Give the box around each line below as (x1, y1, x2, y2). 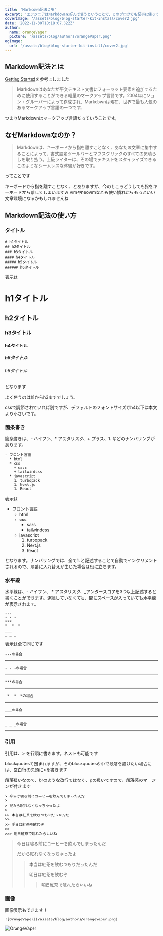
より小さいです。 (5, 410, 39, 416)
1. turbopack (14, 478, 40, 483)
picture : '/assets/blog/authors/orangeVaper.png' (9, 35, 112, 39)
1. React (14, 486, 32, 491)
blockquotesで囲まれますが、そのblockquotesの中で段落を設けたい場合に (5, 761, 152, 766)
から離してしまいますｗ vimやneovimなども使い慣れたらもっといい (21, 190, 156, 195)
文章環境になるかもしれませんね (5, 195, 69, 202)
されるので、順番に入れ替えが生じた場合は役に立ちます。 (5, 563, 120, 569)
